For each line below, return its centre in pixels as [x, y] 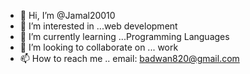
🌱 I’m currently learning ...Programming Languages [124, 36]
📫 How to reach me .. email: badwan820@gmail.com [129, 58]
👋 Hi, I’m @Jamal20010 [67, 15]
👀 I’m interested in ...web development [98, 26]
